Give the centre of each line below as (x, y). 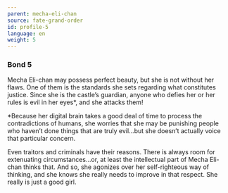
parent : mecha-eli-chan (42, 14)
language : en (26, 33)
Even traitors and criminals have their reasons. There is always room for (112, 152)
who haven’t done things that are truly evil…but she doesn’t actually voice (114, 131)
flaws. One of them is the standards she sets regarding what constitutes (112, 87)
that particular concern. (42, 139)
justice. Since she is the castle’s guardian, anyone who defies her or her (112, 95)
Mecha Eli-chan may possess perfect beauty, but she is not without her (111, 80)
